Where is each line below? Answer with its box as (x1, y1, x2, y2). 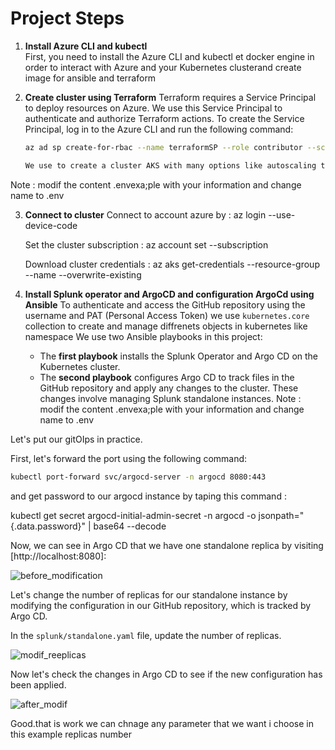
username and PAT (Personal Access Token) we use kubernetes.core (24, 309, 310, 321)
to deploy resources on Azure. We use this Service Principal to (24, 102, 283, 114)
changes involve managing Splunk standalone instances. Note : (39, 392, 302, 404)
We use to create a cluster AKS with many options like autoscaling (24, 160, 317, 171)
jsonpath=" (258, 509, 305, 521)
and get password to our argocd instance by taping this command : (10, 490, 287, 502)
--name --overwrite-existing (24, 268, 142, 281)
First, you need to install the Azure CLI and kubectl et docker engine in (24, 50, 315, 62)
